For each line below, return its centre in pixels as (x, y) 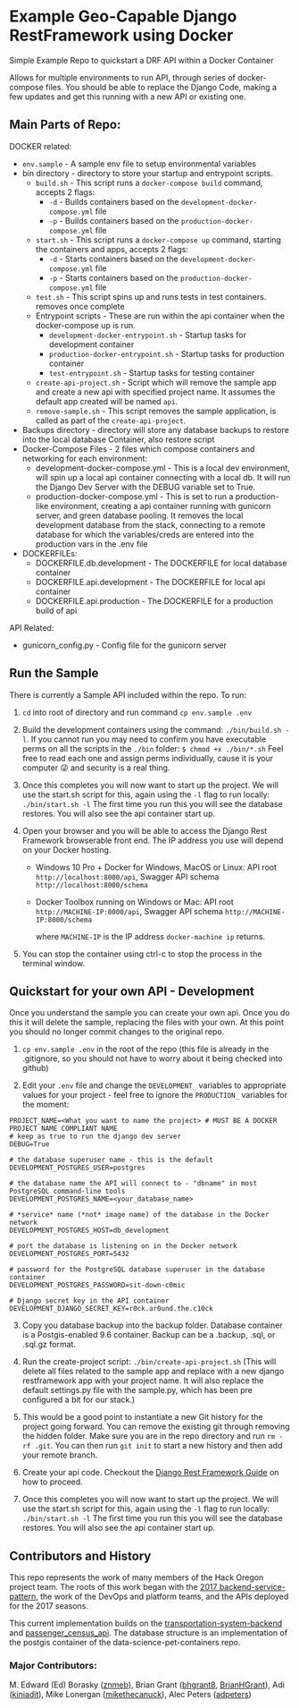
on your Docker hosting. (66, 850)
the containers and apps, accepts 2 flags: (112, 249)
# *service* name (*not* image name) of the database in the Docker (139, 1215)
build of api (56, 610)
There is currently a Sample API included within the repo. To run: (128, 694)
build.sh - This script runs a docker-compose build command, (149, 183)
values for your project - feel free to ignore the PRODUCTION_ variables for (155, 1095)
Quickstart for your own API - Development (132, 991)
